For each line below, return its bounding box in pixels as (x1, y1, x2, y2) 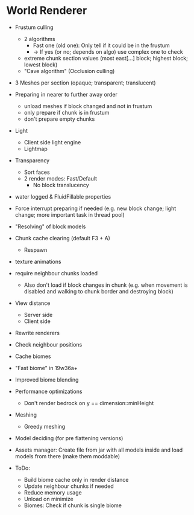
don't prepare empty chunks (23, 115, 95, 123)
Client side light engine (23, 138, 81, 146)
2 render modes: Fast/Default (23, 174, 98, 182)
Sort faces (23, 168, 50, 176)
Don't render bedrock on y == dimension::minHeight (23, 399, 154, 406)
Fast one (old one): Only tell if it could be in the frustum (33, 42, 170, 49)
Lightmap (23, 145, 48, 152)
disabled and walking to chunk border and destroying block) (23, 287, 174, 295)
